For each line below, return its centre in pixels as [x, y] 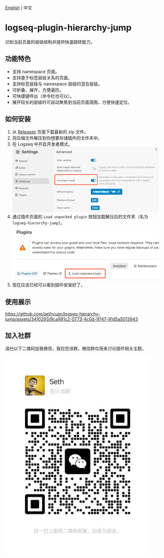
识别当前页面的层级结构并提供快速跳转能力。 [50, 42]
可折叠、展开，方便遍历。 [38, 90]
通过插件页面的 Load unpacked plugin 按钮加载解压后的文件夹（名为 [80, 217]
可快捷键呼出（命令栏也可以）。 [43, 96]
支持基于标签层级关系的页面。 [42, 77]
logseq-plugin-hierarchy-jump [68, 28]
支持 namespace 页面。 [36, 71]
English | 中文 [19, 8]
